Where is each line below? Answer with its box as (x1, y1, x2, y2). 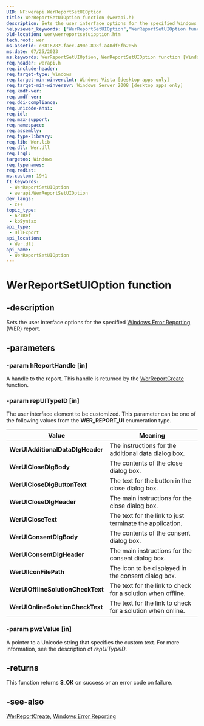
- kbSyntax (8, 218, 36, 225)
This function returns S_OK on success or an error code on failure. (6, 679, 173, 686)
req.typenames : (6, 162, 45, 168)
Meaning (139, 431, 166, 440)
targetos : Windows (6, 156, 53, 162)
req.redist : (6, 167, 36, 173)
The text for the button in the (109, 476, 191, 485)
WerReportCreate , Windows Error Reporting (6, 713, 117, 720)
